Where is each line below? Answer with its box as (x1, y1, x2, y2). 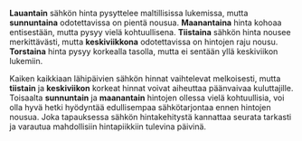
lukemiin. (9, 56, 43, 66)
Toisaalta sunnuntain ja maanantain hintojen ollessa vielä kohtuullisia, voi (9, 92, 285, 103)
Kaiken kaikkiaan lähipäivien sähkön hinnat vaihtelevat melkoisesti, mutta (9, 73, 281, 84)
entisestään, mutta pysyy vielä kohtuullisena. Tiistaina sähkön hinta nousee (9, 27, 291, 37)
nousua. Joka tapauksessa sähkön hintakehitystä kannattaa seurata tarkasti (9, 112, 292, 122)
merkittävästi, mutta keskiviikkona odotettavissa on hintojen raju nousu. (9, 36, 278, 47)
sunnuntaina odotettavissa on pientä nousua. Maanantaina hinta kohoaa (9, 17, 282, 28)
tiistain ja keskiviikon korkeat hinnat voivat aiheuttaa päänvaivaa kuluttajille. (9, 83, 294, 93)
